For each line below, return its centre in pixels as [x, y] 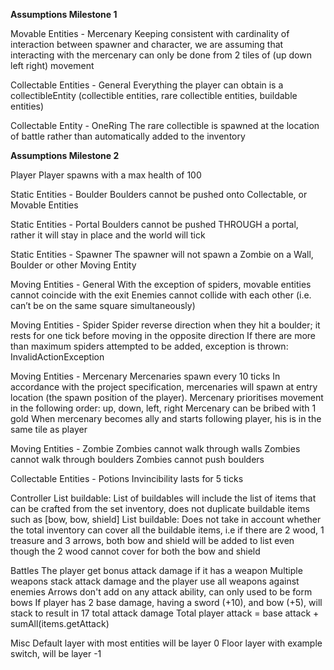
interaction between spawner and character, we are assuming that [147, 44]
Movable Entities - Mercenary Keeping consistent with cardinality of [150, 33]
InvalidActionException [57, 357]
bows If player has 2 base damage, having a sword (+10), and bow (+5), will [166, 602]
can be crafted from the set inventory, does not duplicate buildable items [160, 508]
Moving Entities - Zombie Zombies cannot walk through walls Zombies [155, 448]
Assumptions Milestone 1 [64, 14]
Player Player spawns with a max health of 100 [106, 175]
